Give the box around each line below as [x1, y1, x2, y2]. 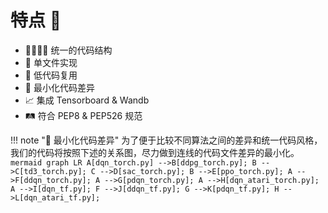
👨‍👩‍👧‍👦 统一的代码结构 [24, 44, 113, 56]
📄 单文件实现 [24, 56, 78, 68]
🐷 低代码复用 [24, 69, 78, 81]
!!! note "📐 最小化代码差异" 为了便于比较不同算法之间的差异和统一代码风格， [10, 134, 323, 146]
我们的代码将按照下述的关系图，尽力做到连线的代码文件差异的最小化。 [10, 146, 300, 158]
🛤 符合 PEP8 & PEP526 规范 [24, 109, 143, 121]
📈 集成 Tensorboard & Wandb [24, 94, 150, 106]
